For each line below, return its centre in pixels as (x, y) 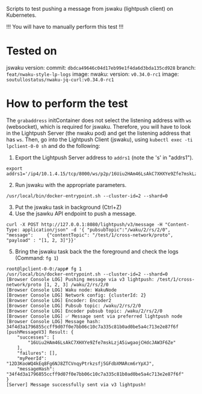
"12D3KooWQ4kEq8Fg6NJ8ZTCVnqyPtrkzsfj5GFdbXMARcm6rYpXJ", (80, 363)
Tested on (32, 51)
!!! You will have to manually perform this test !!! (65, 27)
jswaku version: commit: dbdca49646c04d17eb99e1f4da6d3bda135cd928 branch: (101, 67)
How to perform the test (67, 104)
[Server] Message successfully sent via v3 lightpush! (76, 384)
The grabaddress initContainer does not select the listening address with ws (99, 120)
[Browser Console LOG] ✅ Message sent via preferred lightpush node (94, 316)
